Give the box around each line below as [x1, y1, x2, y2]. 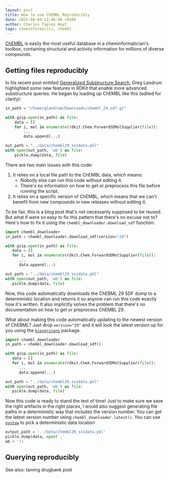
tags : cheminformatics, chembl [5, 27, 72, 32]
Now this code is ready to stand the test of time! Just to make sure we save [5, 398, 163, 404]
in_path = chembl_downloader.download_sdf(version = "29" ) [5, 234, 129, 239]
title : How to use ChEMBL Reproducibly [5, 12, 90, 17]
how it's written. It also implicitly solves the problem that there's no [5, 301, 146, 307]
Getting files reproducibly [5, 66, 89, 74]
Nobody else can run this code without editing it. [20, 177, 123, 183]
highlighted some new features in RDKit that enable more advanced [5, 85, 147, 91]
